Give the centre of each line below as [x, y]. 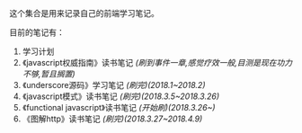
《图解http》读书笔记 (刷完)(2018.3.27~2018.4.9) [112, 119]
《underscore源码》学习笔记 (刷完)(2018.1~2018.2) [114, 85]
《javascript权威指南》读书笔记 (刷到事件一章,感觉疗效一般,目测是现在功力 [157, 62]
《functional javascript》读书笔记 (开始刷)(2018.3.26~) [119, 107]
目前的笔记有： [37, 32]
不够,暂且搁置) [49, 74]
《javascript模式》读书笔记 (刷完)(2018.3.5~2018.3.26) [121, 96]
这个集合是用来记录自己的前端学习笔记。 [84, 13]
